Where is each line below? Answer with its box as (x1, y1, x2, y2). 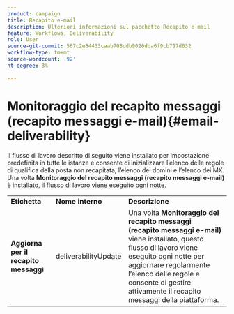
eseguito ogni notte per (127, 251, 205, 261)
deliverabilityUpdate (55, 251, 122, 261)
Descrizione (127, 196, 169, 206)
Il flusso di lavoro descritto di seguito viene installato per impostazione (7, 151, 210, 159)
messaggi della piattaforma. (127, 294, 219, 304)
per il (10, 247, 29, 257)
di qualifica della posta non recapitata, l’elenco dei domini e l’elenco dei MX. (7, 165, 225, 174)
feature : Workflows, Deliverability (7, 29, 114, 37)
